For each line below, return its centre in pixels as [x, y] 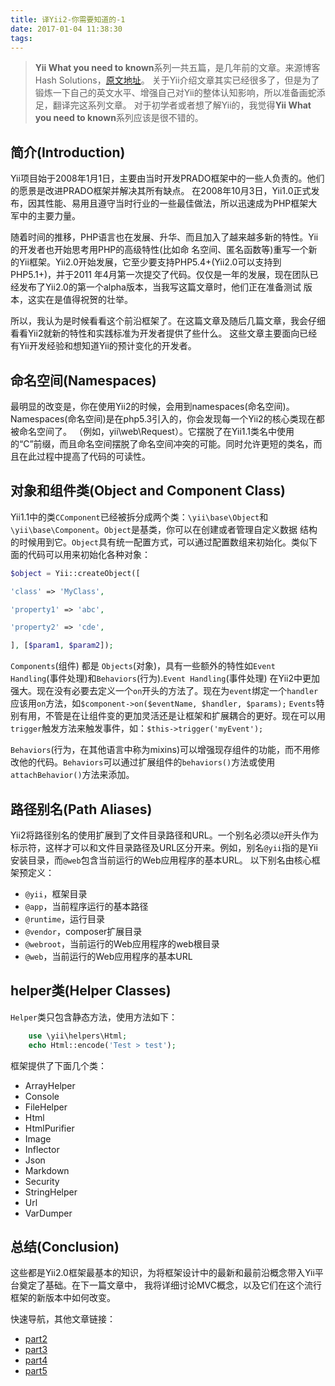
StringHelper [51, 1192]
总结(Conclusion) [65, 1246]
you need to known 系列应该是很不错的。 [119, 118]
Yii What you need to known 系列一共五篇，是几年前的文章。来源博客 [177, 68]
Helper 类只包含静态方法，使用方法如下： [94, 1017]
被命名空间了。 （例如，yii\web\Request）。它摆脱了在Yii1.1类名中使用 [152, 431]
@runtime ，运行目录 [65, 919]
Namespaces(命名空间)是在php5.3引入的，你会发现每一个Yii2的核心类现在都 [167, 419]
